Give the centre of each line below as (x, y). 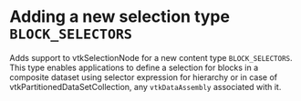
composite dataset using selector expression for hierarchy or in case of (144, 77)
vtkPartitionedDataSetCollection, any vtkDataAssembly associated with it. (145, 86)
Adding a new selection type (120, 17)
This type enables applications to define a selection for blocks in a (134, 67)
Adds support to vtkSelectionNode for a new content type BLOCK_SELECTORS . (151, 57)
